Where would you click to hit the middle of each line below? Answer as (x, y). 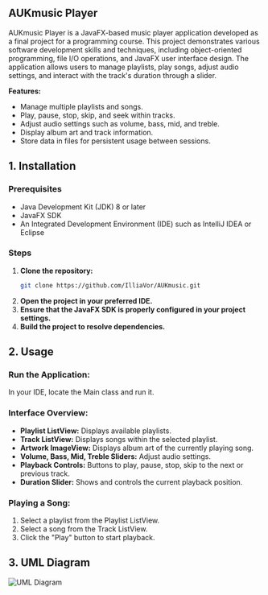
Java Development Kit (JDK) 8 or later (83, 207)
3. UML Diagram (49, 563)
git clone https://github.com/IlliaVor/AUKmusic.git (110, 285)
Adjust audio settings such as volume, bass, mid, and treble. (120, 123)
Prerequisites (35, 189)
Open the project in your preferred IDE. (86, 300)
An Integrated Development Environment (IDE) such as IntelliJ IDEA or (136, 224)
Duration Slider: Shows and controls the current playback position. (131, 481)
